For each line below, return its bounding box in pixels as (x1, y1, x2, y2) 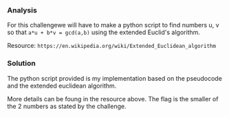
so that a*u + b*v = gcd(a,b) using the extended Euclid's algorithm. (7, 28, 201, 36)
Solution (7, 59, 36, 68)
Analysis (7, 5, 38, 15)
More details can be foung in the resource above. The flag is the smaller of (7, 94, 219, 103)
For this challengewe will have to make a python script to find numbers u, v (7, 21, 219, 29)
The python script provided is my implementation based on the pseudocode (7, 74, 222, 82)
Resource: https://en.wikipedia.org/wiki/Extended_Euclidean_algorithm (7, 42, 217, 50)
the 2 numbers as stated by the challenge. (7, 102, 127, 110)
